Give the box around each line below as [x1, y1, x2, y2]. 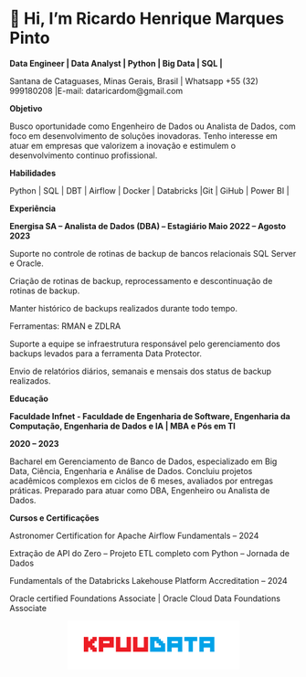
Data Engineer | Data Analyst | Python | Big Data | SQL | [9, 58, 223, 69]
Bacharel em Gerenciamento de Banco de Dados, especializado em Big [9, 456, 278, 467]
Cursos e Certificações [9, 512, 100, 524]
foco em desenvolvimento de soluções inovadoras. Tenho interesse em [9, 130, 279, 141]
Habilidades [9, 167, 57, 178]
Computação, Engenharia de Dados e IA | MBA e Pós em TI [9, 420, 236, 431]
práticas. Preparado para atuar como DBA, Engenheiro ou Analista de [9, 484, 270, 496]
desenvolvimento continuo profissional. [9, 150, 158, 161]
